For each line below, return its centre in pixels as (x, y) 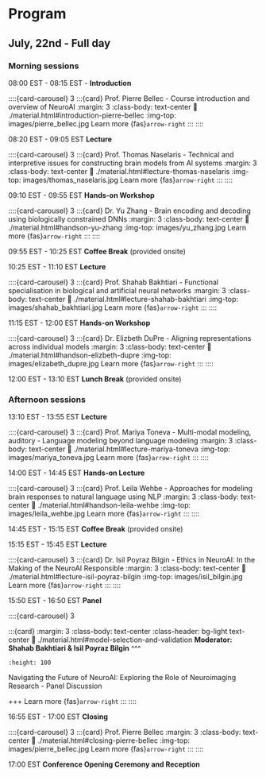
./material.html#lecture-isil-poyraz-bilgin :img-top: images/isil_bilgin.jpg (126, 577)
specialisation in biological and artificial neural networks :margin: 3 (117, 290)
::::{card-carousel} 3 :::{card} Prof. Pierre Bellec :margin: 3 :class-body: (125, 733)
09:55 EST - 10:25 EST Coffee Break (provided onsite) (97, 251)
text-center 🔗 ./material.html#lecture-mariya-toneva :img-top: (129, 449)
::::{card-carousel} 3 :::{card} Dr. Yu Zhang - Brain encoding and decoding (130, 211)
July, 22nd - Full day (60, 43)
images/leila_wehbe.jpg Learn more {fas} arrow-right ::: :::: (104, 514)
